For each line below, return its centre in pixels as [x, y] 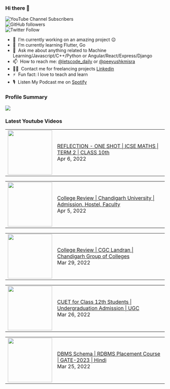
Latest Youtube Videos [34, 121]
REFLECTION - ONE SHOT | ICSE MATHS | [108, 146]
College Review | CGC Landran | [95, 250]
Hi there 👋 [18, 8]
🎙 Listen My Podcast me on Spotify [50, 82]
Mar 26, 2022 [74, 315]
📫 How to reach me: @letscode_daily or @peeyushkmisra [74, 62]
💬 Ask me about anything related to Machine [59, 51]
